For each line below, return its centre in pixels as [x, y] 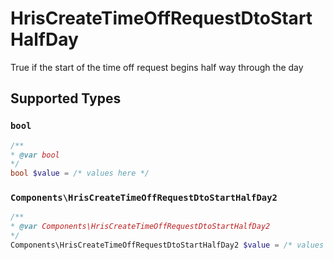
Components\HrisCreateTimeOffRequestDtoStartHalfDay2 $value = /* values [167, 245]
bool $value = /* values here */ [80, 173]
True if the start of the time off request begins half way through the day [157, 67]
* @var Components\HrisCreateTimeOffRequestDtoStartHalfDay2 [140, 227]
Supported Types [66, 98]
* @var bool [35, 155]
